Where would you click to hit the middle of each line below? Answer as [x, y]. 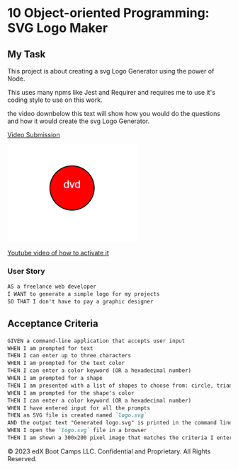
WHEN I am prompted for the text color [66, 363]
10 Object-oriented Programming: [108, 13]
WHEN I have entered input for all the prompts [79, 408]
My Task [27, 54]
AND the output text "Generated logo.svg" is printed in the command [112, 423]
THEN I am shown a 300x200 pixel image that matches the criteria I [110, 438]
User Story [26, 271]
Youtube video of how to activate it [58, 253]
